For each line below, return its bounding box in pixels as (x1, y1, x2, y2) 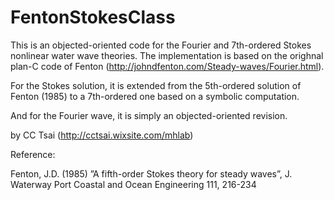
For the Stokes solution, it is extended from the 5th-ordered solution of (10, 79, 302, 91)
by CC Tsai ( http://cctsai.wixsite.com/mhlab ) (10, 129, 194, 141)
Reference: (10, 148, 56, 160)
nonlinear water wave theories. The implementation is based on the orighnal (10, 49, 324, 61)
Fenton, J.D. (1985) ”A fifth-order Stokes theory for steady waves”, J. (10, 167, 293, 180)
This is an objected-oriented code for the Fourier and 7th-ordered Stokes (10, 39, 312, 51)
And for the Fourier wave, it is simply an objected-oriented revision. (10, 109, 288, 121)
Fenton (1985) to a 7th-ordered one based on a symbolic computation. (10, 90, 300, 102)
